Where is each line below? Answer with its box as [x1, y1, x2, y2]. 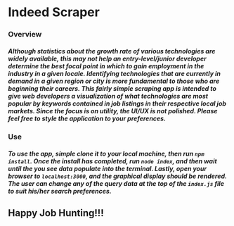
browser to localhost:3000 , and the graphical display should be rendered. [8, 172, 227, 180]
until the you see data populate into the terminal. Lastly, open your [8, 164, 207, 172]
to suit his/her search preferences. [8, 187, 112, 195]
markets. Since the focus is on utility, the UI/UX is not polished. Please [8, 106, 218, 115]
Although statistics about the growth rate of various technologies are [8, 46, 216, 55]
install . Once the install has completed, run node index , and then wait [8, 156, 217, 165]
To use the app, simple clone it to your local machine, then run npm [8, 149, 204, 158]
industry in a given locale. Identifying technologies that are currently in [8, 69, 221, 77]
